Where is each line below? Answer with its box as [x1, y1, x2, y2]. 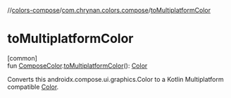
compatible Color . [7, 82, 59, 91]
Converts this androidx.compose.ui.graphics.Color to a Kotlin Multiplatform [7, 75, 224, 83]
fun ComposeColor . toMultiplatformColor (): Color [7, 61, 148, 70]
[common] [7, 54, 37, 62]
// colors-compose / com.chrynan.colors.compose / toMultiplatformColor [7, 6, 211, 14]
